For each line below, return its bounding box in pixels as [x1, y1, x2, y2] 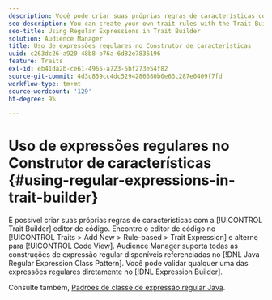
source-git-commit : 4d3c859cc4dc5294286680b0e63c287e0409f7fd [8, 72, 223, 80]
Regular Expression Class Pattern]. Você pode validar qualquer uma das [8, 259, 249, 268]
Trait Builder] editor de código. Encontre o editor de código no [8, 224, 216, 234]
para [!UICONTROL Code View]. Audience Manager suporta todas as [8, 241, 239, 251]
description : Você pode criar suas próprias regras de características [8, 11, 255, 20]
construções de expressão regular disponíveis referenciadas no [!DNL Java [8, 250, 261, 259]
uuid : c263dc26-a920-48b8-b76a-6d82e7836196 [8, 49, 161, 58]
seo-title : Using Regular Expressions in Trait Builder [8, 27, 201, 35]
